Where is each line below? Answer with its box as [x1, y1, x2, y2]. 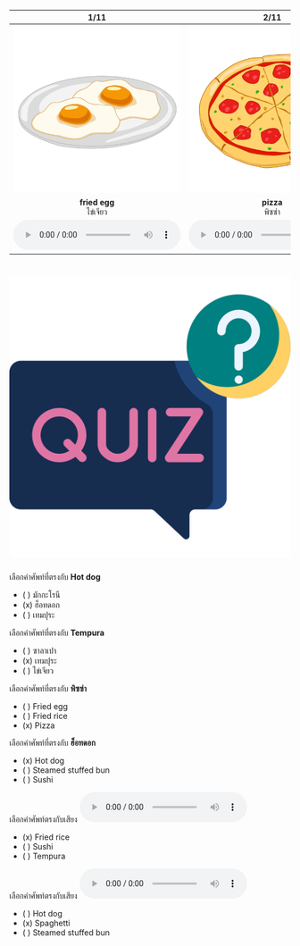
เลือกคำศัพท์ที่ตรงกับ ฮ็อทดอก [9, 737, 96, 748]
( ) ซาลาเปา [21, 645, 57, 656]
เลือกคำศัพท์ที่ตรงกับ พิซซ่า [9, 682, 87, 693]
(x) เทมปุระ [21, 655, 57, 666]
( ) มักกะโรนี [21, 589, 61, 599]
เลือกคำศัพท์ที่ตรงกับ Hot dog [9, 571, 101, 582]
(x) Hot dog [21, 755, 65, 766]
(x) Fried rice [21, 832, 70, 842]
